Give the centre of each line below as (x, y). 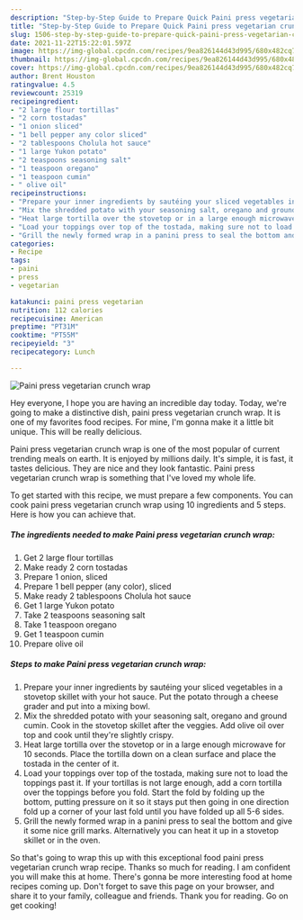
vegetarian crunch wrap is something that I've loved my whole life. (133, 477)
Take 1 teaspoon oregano (70, 624)
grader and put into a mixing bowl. (87, 706)
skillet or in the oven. (62, 840)
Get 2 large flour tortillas (68, 557)
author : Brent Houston (53, 77)
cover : (22, 68)
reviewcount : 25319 (47, 93)
